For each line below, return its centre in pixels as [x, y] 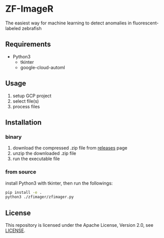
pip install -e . [24, 192]
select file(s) [26, 101]
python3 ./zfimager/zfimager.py [39, 197]
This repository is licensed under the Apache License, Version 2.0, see [79, 225]
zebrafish [32, 28]
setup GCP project [32, 96]
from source [21, 172]
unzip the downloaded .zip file [44, 154]
